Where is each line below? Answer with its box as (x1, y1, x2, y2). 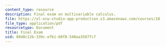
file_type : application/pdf (5, 21, 63, 26)
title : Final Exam (5, 30, 43, 35)
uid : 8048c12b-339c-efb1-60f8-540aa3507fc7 (5, 35, 96, 40)
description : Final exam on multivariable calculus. (5, 12, 116, 17)
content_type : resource (5, 7, 54, 12)
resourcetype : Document (5, 25, 54, 30)
